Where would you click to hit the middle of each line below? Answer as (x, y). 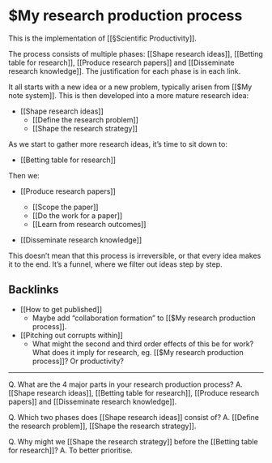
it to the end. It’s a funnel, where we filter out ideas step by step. (115, 264)
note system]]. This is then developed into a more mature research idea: (129, 95)
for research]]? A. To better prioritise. (70, 450)
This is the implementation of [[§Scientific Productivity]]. (102, 38)
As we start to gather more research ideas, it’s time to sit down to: (118, 144)
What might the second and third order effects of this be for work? (143, 344)
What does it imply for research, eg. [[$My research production (138, 352)
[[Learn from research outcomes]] (89, 224)
